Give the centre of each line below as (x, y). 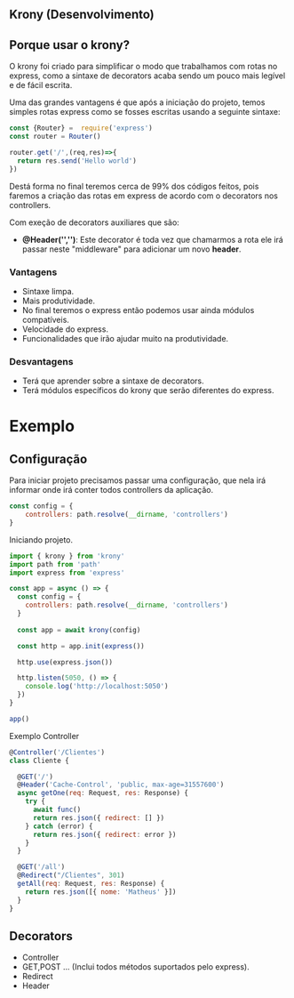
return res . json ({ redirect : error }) (104, 834)
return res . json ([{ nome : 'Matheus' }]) (101, 892)
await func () (57, 810)
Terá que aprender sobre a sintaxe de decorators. (113, 381)
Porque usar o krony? (70, 45)
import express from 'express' (67, 573)
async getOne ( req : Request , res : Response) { (103, 793)
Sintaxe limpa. (48, 291)
